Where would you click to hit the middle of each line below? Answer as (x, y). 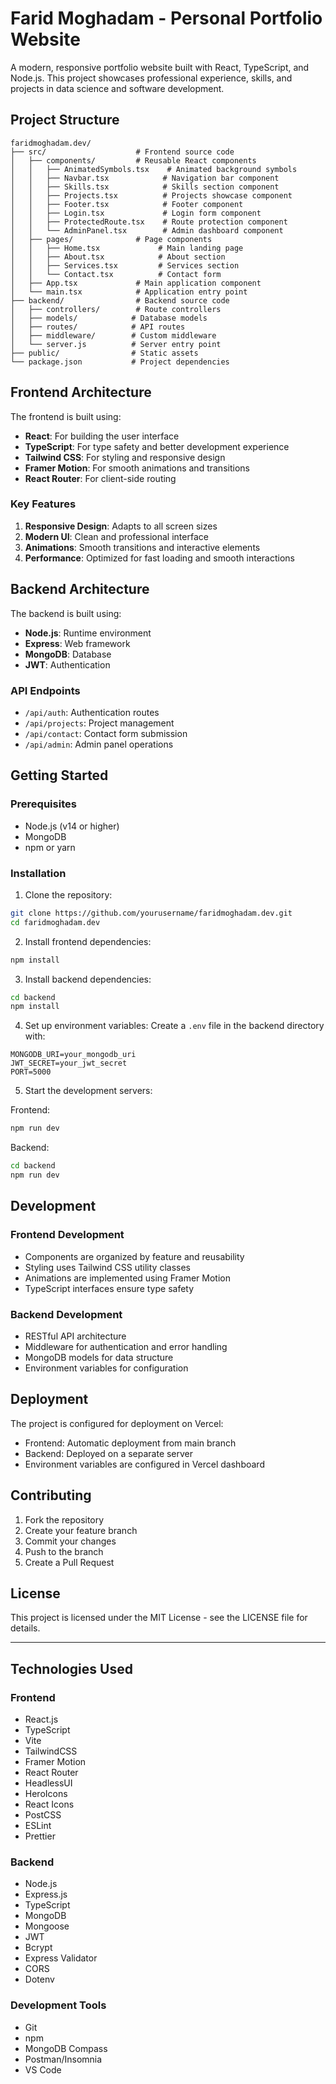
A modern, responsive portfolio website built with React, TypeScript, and (160, 67)
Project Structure (65, 120)
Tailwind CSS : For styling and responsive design (125, 457)
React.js (41, 1719)
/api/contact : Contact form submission (106, 733)
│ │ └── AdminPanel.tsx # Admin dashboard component (147, 230)
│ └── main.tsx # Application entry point (129, 292)
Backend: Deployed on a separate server (109, 1453)
